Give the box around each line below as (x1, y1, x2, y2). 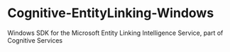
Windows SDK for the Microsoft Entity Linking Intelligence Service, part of (7, 28, 224, 37)
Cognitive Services (7, 36, 62, 44)
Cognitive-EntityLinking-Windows (7, 5, 214, 21)
